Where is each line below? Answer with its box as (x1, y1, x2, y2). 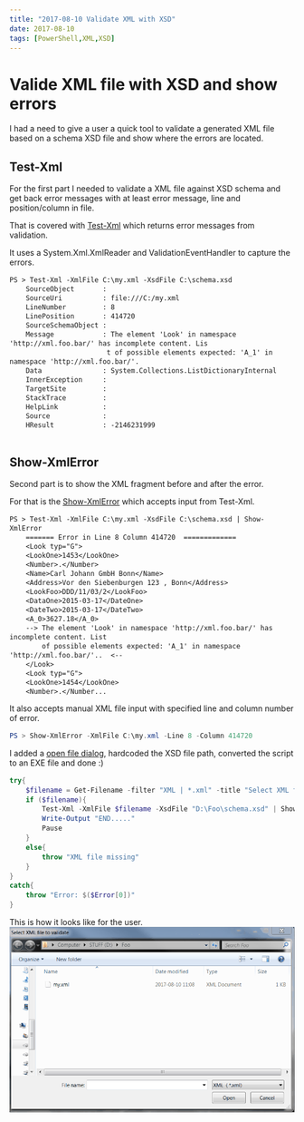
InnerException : (25, 376, 107, 385)
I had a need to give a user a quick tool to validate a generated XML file (9, 123, 275, 134)
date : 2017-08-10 (9, 24, 75, 34)
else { (25, 843, 47, 852)
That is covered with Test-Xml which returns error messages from (9, 220, 255, 231)
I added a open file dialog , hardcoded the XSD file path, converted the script (9, 747, 294, 758)
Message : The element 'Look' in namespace (25, 330, 237, 339)
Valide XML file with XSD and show (9, 73, 278, 94)
